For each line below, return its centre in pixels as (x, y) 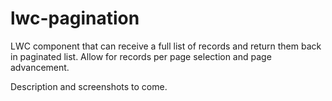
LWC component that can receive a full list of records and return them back (166, 46)
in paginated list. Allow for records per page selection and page (141, 56)
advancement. (40, 67)
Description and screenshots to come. (89, 86)
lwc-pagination (75, 18)
